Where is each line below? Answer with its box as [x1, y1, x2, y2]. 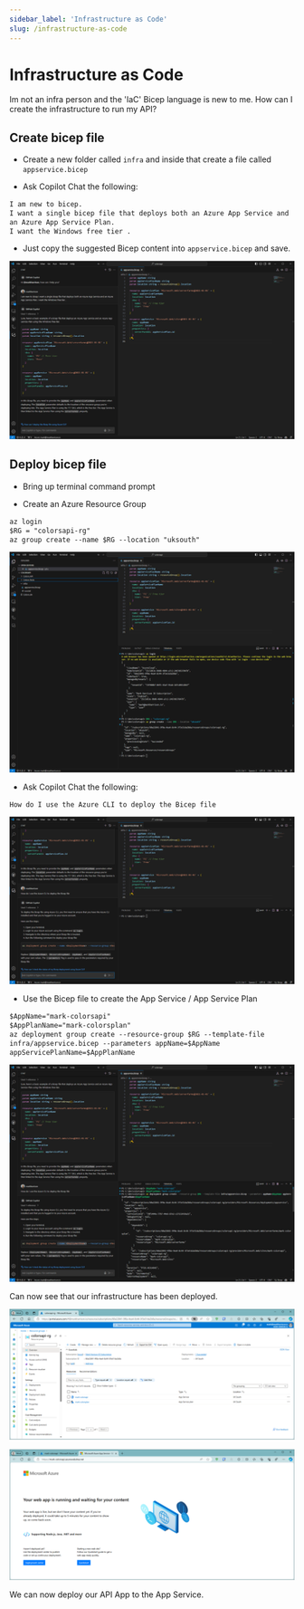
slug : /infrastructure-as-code [9, 24, 128, 34]
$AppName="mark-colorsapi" [9, 1011, 111, 1020]
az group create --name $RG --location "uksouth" [9, 535, 201, 544]
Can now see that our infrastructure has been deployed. [9, 1290, 219, 1301]
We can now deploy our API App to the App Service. [9, 1589, 204, 1600]
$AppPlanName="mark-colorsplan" [9, 1020, 131, 1030]
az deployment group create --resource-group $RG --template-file [9, 1030, 265, 1039]
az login [9, 517, 43, 526]
